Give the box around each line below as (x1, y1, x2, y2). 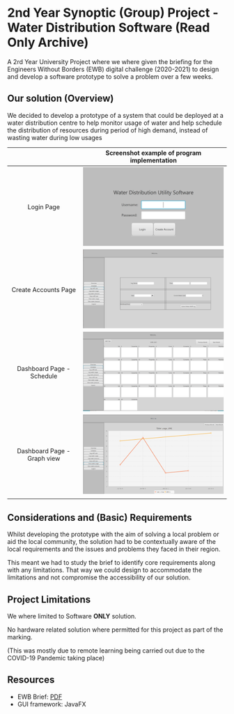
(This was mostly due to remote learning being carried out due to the (7, 646, 205, 655)
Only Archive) (7, 35, 89, 50)
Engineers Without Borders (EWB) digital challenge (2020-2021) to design (7, 65, 219, 73)
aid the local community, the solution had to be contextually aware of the (7, 538, 216, 546)
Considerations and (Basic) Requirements (7, 511, 193, 524)
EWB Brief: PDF (17, 692, 63, 701)
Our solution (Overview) (7, 93, 114, 105)
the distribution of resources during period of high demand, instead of (7, 126, 208, 134)
